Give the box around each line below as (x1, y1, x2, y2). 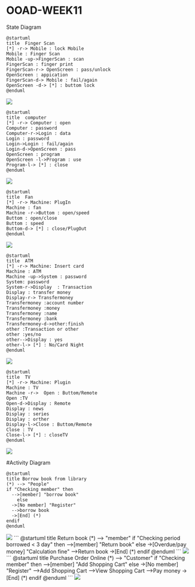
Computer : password (6, 125, 58, 131)
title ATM (6, 257, 33, 264)
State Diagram (6, 23, 42, 31)
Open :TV (6, 395, 28, 401)
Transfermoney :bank (6, 316, 58, 322)
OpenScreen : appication (6, 71, 68, 78)
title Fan (6, 194, 33, 200)
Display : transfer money (6, 289, 71, 295)
